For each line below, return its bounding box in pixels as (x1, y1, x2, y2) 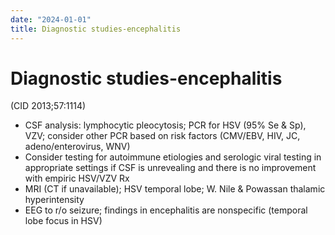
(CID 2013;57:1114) (10, 100, 87, 112)
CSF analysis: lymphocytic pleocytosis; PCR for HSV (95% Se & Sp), (24, 119, 307, 131)
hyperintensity (24, 194, 85, 206)
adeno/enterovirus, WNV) (24, 141, 131, 153)
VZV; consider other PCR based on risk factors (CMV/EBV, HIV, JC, (24, 130, 301, 142)
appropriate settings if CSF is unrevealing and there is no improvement (24, 162, 317, 174)
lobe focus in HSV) (24, 215, 103, 227)
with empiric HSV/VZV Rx (24, 172, 130, 185)
